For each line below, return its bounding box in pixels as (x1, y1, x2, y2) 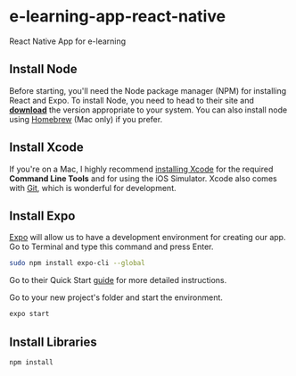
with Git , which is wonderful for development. (9, 182, 177, 193)
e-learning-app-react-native (9, 6, 226, 27)
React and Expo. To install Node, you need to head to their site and (9, 95, 254, 105)
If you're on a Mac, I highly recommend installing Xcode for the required (9, 163, 274, 174)
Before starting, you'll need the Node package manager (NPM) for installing (9, 85, 287, 96)
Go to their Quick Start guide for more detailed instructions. (9, 275, 227, 286)
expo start (9, 310, 50, 319)
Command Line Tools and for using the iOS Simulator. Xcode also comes (9, 172, 278, 184)
